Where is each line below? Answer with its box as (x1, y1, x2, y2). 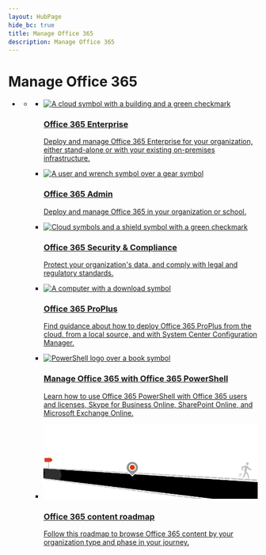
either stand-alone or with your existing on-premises (43, 145, 215, 154)
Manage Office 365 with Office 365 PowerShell (43, 373, 229, 384)
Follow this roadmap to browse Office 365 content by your (43, 529, 234, 538)
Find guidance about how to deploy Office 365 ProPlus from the (43, 321, 252, 331)
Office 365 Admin (43, 188, 113, 200)
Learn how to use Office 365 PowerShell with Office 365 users (43, 391, 248, 401)
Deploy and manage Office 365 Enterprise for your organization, (43, 137, 253, 146)
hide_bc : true (8, 21, 55, 29)
